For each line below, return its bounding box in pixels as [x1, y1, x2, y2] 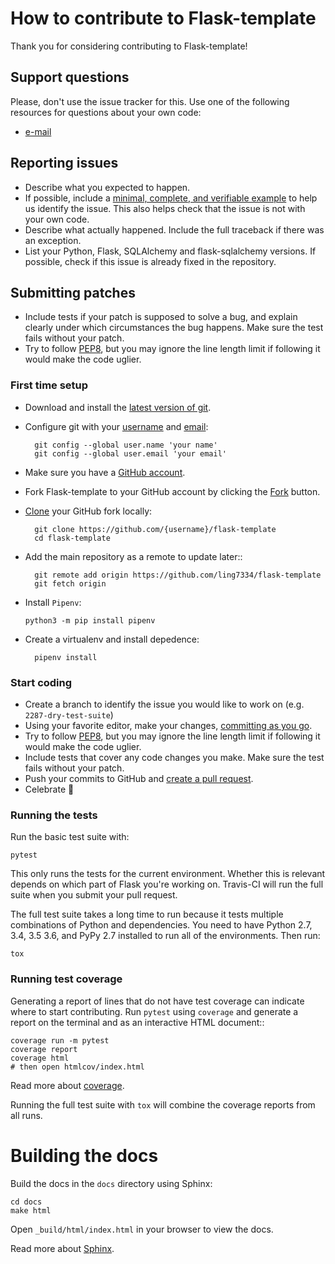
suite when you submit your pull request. [10, 889, 178, 901]
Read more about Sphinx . [10, 1242, 115, 1254]
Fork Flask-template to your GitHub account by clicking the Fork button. [24, 485, 321, 497]
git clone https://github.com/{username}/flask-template [34, 524, 277, 534]
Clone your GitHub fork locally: [24, 505, 153, 517]
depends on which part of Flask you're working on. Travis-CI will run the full [10, 878, 324, 891]
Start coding [10, 675, 73, 689]
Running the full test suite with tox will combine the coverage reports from [10, 1098, 316, 1111]
